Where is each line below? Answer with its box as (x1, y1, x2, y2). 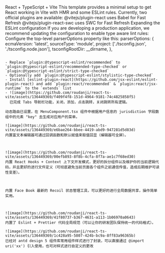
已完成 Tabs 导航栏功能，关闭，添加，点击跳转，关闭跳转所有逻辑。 (9, 100, 130, 105)
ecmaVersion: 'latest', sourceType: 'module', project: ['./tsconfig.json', (5, 41, 147, 46)
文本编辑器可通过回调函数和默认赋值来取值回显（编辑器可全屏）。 (16, 133, 128, 138)
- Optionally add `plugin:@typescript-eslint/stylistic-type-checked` (5, 73, 154, 78)
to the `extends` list (25, 86, 72, 91)
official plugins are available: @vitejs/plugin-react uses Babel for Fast (5, 15, 146, 20)
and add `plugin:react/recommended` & (36, 81, 116, 86)
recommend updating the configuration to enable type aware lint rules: (5, 31, 149, 36)
